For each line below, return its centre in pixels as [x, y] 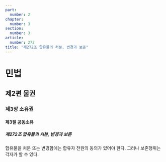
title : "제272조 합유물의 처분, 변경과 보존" [47, 47]
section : [14, 29]
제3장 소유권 [19, 109]
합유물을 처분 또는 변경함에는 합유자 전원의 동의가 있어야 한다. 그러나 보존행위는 [83, 148]
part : [11, 10]
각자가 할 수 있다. [22, 154]
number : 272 [22, 43]
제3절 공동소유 [19, 122]
